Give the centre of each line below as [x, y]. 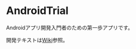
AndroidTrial [37, 11]
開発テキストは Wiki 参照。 [37, 40]
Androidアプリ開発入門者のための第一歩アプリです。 [70, 27]
